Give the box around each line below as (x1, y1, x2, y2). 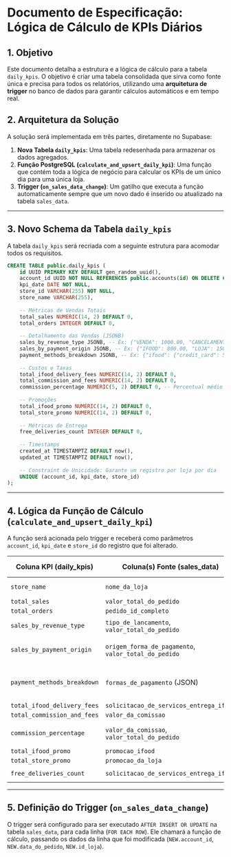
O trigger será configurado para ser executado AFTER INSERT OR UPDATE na (7, 820, 218, 828)
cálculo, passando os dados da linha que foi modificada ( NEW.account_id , (7, 834, 214, 843)
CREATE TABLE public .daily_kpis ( (7, 262, 107, 269)
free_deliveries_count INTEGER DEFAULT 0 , (19, 429, 143, 435)
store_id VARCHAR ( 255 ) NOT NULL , (19, 288, 115, 295)
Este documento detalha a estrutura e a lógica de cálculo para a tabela (7, 65, 208, 73)
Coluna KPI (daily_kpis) (16, 562, 94, 572)
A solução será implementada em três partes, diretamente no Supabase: (7, 132, 212, 140)
